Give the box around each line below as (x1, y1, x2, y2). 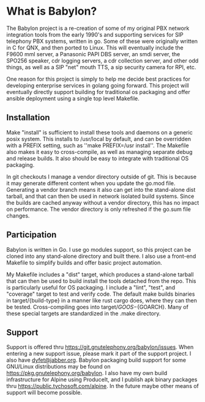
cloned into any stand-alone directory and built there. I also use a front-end (6, 252, 196, 260)
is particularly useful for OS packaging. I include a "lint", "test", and (6, 283, 176, 291)
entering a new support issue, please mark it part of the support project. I (6, 350, 192, 357)
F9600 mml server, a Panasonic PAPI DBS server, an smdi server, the (6, 50, 181, 57)
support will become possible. (6, 389, 83, 397)
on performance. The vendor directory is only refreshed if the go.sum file (6, 205, 191, 213)
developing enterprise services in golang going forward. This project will (6, 81, 189, 89)
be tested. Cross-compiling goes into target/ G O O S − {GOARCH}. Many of (6, 303, 188, 310)
